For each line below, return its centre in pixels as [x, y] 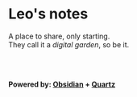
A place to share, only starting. [59, 36]
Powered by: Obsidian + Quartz [62, 84]
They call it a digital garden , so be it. [69, 44]
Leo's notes [48, 14]
